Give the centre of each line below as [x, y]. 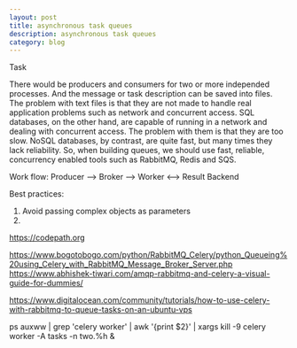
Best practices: [37, 194]
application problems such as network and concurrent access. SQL [132, 112]
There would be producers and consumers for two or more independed [140, 84]
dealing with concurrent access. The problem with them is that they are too [146, 131]
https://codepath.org [47, 238]
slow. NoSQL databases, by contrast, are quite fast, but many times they [141, 141]
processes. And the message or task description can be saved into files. [141, 94]
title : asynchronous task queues [71, 26]
